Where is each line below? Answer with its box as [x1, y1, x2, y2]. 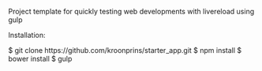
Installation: [8, 31, 46, 39]
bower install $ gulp [8, 54, 73, 63]
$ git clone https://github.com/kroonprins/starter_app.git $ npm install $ [8, 46, 242, 54]
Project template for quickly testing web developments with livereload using [8, 7, 255, 16]
